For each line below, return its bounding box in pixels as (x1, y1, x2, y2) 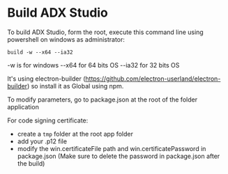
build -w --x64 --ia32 (7, 49, 73, 56)
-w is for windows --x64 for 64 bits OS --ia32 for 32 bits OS (7, 61, 180, 69)
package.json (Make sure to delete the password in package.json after (17, 152, 220, 160)
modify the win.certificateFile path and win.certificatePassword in (17, 144, 206, 152)
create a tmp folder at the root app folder (17, 129, 134, 138)
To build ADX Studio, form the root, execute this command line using (7, 28, 204, 36)
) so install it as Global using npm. (26, 81, 124, 90)
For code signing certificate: (7, 116, 89, 125)
